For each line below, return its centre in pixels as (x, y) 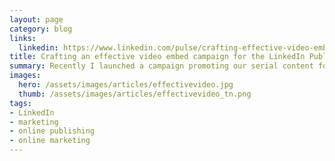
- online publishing (52, 131)
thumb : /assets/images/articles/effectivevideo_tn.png (135, 94)
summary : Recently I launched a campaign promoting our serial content (161, 66)
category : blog (41, 29)
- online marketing (50, 141)
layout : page (36, 19)
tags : (20, 103)
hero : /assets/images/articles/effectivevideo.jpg (126, 85)
